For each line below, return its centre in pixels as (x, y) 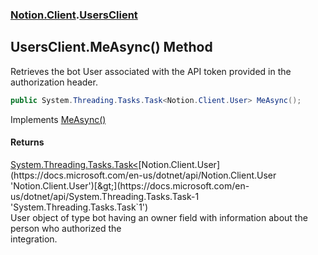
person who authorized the (66, 228)
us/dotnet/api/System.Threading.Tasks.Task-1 (105, 196)
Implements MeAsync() (58, 119)
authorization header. (54, 82)
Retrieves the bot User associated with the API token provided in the (151, 71)
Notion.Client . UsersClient (74, 15)
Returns (27, 142)
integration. (34, 239)
